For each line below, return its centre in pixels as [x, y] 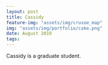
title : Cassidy [25, 17]
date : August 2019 [29, 34]
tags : [13, 39]
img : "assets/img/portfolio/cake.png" [54, 28]
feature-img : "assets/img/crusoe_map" [54, 22]
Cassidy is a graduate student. [44, 56]
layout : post [22, 12]
